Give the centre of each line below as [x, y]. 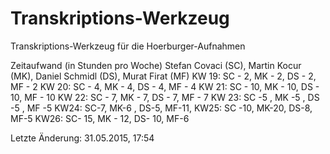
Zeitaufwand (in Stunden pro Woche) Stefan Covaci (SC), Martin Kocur [156, 65]
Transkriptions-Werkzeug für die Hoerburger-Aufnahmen [128, 46]
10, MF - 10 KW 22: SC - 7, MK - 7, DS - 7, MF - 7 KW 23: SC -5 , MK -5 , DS [165, 97]
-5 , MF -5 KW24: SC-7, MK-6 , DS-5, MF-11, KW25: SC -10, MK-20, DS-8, [161, 108]
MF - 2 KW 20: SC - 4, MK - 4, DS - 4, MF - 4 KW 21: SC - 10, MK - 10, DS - [165, 86]
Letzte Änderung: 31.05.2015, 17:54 [82, 138]
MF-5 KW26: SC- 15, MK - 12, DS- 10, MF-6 [100, 118]
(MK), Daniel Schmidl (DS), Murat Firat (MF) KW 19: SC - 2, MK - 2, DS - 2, [163, 76]
